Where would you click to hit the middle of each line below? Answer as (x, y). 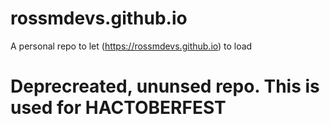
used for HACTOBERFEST (118, 108)
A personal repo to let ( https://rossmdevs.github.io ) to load (131, 46)
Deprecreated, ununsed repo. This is (165, 86)
